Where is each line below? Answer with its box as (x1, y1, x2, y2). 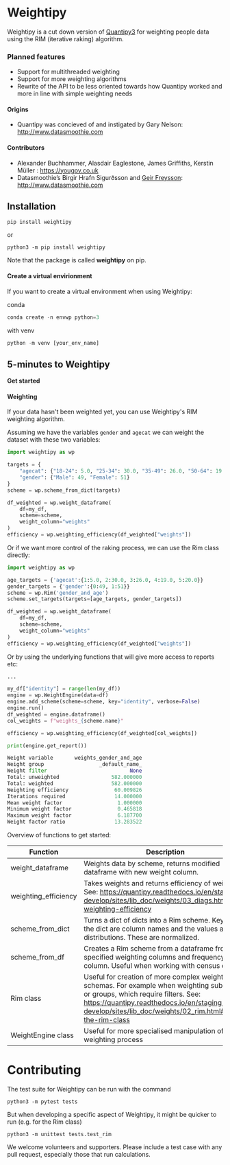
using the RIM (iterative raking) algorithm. (7, 34, 125, 43)
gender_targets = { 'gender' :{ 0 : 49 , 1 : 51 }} (7, 582, 130, 590)
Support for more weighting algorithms (16, 75, 127, 83)
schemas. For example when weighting (84, 981, 209, 991)
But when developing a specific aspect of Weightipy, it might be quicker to (7, 1110, 217, 1118)
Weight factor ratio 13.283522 (7, 819, 142, 826)
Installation (7, 201, 56, 212)
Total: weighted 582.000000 (7, 780, 142, 787)
